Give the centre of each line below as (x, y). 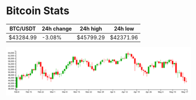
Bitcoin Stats (38, 11)
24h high (91, 29)
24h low (124, 29)
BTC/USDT (23, 29)
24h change (57, 29)
